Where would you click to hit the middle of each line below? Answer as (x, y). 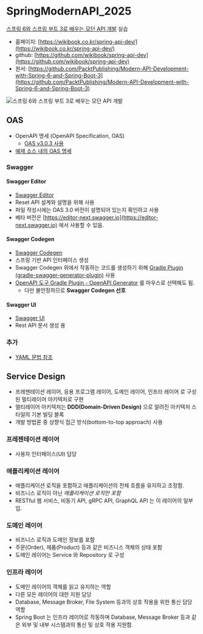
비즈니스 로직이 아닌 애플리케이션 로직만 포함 (68, 493)
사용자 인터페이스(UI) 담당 (46, 454)
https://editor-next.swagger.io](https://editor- (101, 217)
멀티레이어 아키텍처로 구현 (53, 400)
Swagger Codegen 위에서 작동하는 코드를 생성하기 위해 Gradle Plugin (99, 268)
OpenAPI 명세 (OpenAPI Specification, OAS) (70, 135)
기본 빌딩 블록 (48, 415)
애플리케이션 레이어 (33, 471)
